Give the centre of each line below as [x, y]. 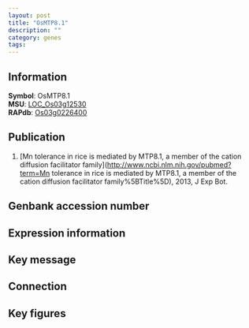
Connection [37, 287]
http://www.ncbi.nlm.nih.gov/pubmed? [169, 164]
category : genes [35, 37]
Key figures [37, 313]
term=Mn [35, 173]
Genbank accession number [79, 206]
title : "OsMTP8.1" [38, 23]
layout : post [30, 15]
